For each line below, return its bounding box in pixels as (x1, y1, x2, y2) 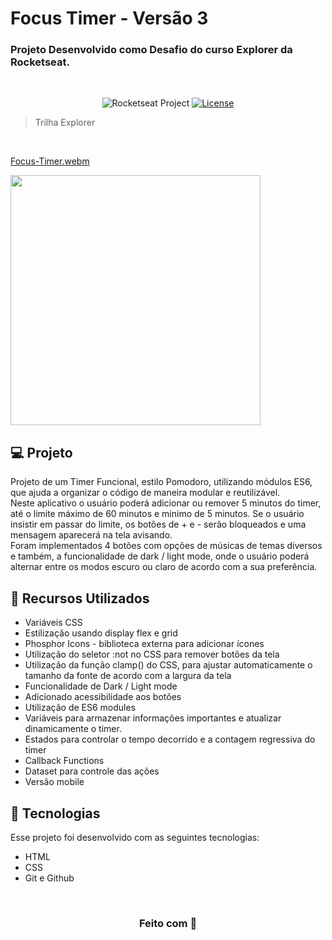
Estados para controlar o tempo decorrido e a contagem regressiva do (24, 733, 316, 746)
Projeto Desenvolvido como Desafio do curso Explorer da (10, 43, 293, 57)
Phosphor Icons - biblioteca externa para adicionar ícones (24, 638, 265, 650)
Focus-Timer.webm (10, 155, 90, 167)
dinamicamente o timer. (24, 723, 122, 735)
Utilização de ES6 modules (24, 702, 137, 714)
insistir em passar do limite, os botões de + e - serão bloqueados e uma (10, 518, 307, 531)
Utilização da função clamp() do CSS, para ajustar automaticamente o (24, 659, 313, 671)
